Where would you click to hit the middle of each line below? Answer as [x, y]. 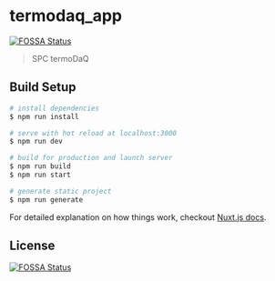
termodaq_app [66, 16]
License [32, 246]
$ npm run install [44, 116]
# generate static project [61, 191]
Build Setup [43, 87]
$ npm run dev [36, 142]
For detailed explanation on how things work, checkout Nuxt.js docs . [138, 217]
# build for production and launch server [91, 158]
